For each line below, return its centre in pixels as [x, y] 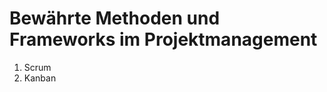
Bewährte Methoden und [115, 18]
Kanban [40, 78]
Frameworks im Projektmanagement [163, 39]
